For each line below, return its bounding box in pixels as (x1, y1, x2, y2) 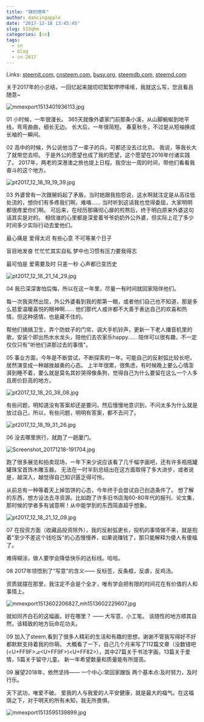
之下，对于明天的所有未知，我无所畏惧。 (11, 696, 113, 704)
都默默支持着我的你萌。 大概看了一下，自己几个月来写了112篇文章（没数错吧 (6, 640, 196, 647)
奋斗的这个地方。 (6, 166, 49, 174)
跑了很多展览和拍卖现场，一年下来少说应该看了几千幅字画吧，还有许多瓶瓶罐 (6, 458, 198, 465)
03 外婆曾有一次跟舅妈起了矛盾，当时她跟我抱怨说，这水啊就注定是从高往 (6, 191, 190, 198)
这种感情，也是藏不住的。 (22, 313, 86, 320)
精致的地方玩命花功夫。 (22, 620, 81, 627)
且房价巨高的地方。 (6, 376, 55, 384)
